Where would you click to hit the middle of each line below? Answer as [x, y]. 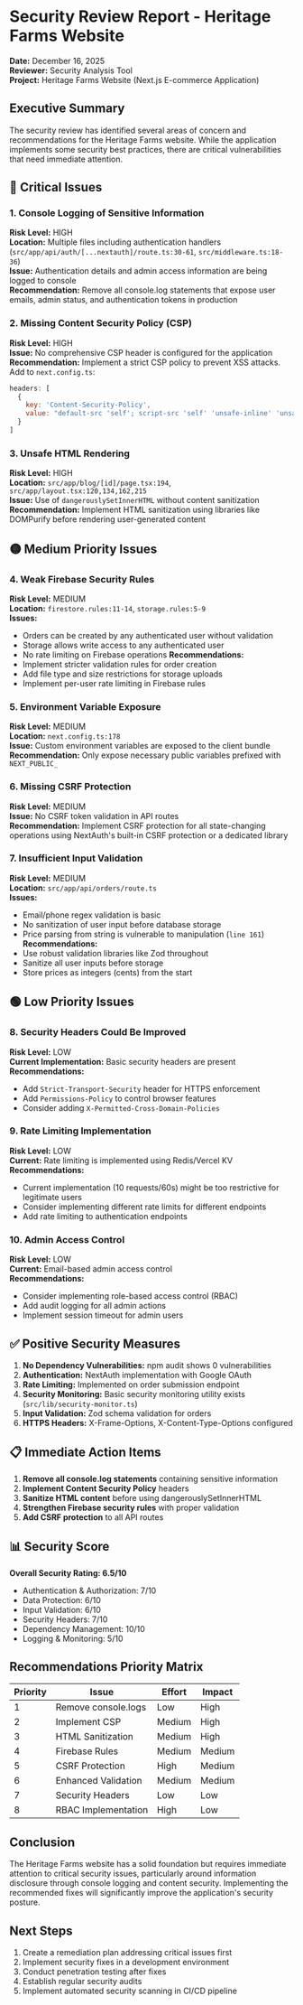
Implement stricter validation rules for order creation [119, 664]
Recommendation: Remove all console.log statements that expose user [142, 290]
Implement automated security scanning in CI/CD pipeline [129, 1991]
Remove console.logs [101, 1707]
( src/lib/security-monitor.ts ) [80, 1403]
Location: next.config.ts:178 [65, 736]
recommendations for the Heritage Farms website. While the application [143, 140]
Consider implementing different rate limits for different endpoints [144, 1207]
